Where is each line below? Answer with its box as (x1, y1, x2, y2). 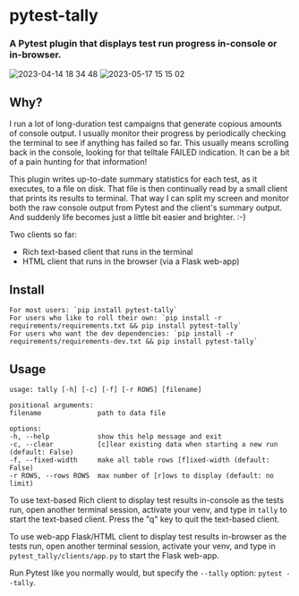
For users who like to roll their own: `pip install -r (9, 314, 222, 323)
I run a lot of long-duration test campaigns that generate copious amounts (9, 118, 282, 130)
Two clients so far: (9, 229, 78, 240)
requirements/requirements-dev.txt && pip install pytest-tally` (9, 337, 258, 346)
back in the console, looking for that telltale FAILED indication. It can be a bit (9, 147, 290, 158)
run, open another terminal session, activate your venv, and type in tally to (9, 504, 288, 515)
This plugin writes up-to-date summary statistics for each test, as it (9, 174, 258, 184)
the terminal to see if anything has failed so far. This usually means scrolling (9, 138, 289, 149)
